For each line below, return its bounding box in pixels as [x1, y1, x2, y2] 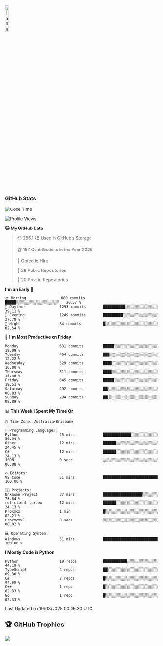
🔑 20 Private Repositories [17, 276, 68, 283]
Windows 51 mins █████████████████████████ [5, 536, 158, 542]
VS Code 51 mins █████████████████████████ [5, 475, 158, 479]
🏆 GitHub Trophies [5, 620, 65, 628]
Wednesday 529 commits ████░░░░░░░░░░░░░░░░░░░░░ [5, 360, 158, 366]
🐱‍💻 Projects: [5, 487, 32, 493]
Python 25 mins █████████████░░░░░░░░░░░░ [5, 432, 158, 437]
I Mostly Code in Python [5, 549, 54, 555]
